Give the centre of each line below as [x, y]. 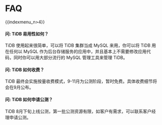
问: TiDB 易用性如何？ [27, 34]
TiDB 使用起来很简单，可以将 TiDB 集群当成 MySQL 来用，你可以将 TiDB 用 [81, 45]
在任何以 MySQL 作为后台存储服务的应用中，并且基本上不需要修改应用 [76, 52]
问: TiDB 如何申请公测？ [29, 99]
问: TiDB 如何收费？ [25, 70]
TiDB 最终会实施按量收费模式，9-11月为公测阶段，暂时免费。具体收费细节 [79, 81]
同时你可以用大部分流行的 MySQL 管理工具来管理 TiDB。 [70, 58]
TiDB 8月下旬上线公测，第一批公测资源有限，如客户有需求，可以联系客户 [78, 111]
